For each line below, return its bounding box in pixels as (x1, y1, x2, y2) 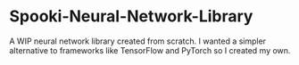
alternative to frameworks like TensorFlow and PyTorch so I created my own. (9, 45, 291, 55)
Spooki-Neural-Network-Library (9, 6, 253, 27)
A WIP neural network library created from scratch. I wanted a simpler (9, 36, 266, 46)
